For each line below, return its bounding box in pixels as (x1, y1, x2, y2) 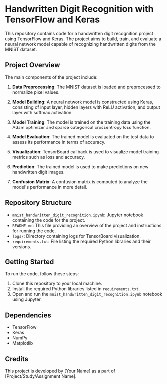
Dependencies (5, 311, 51, 319)
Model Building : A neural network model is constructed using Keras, (12, 99, 154, 105)
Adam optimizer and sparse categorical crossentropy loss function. (12, 124, 151, 130)
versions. (12, 243, 31, 250)
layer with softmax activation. (12, 109, 73, 115)
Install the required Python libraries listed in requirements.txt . (12, 286, 140, 292)
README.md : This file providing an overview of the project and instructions (12, 222, 162, 228)
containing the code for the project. (12, 217, 86, 223)
